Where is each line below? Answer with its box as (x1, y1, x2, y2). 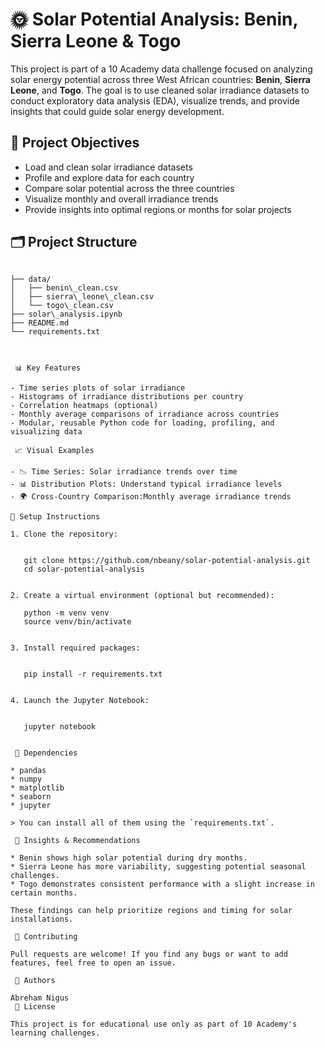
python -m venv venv (23, 608, 110, 618)
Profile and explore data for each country (24, 171, 195, 183)
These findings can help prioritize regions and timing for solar (10, 905, 293, 915)
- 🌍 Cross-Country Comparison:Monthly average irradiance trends (10, 491, 292, 502)
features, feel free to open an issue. (10, 958, 177, 968)
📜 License (14, 1001, 56, 1012)
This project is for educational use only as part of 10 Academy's (10, 1019, 298, 1029)
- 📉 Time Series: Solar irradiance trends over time (10, 466, 238, 477)
